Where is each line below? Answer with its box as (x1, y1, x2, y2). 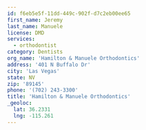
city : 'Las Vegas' (7, 67, 60, 74)
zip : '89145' (7, 80, 45, 87)
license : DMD (7, 29, 45, 36)
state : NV (7, 74, 36, 81)
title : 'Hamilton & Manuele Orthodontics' (7, 94, 131, 100)
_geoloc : (7, 100, 32, 107)
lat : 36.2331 (13, 106, 51, 113)
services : (7, 36, 36, 43)
